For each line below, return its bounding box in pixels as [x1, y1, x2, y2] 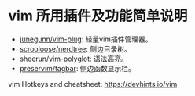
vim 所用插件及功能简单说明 [8, 7, 188, 25]
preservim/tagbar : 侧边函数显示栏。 [19, 63, 136, 73]
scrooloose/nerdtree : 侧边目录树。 [19, 44, 131, 53]
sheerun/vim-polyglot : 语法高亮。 [19, 54, 128, 63]
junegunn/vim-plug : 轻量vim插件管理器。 [19, 34, 153, 44]
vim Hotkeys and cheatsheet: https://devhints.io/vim [8, 79, 178, 88]
